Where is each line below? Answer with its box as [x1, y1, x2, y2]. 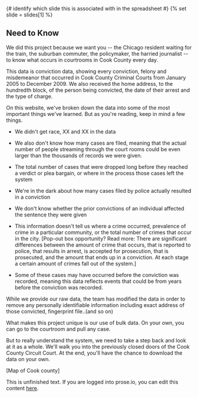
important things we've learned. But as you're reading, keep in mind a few [6, 110, 186, 117]
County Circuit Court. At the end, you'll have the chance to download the [6, 349, 183, 356]
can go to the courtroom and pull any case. [6, 325, 111, 332]
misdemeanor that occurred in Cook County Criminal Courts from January [6, 74, 186, 81]
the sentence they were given [14, 211, 87, 218]
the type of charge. [6, 92, 53, 99]
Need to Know [6, 28, 60, 38]
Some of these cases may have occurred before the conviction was [14, 271, 179, 278]
